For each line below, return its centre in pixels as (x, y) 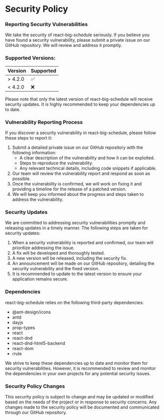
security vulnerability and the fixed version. (56, 269)
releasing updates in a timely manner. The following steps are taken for (77, 228)
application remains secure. (40, 279)
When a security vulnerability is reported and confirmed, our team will (82, 243)
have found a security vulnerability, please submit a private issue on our (78, 40)
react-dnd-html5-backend (38, 343)
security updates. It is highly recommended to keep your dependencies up (80, 104)
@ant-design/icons (32, 312)
